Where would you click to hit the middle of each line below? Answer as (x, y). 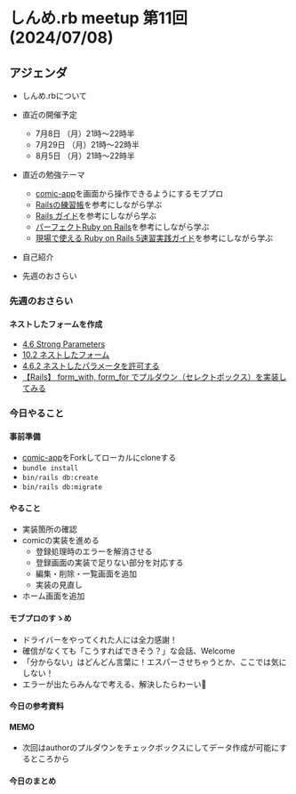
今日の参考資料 (36, 706)
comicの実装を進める (60, 541)
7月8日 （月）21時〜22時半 (85, 133)
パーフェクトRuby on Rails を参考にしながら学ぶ (122, 227)
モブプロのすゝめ (40, 618)
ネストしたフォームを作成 (56, 324)
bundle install (50, 469)
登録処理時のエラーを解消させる (94, 551)
